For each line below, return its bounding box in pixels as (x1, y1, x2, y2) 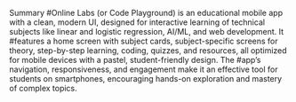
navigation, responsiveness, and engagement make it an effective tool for (9, 64, 278, 75)
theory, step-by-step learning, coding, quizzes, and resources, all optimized (9, 45, 287, 56)
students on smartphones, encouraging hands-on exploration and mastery (9, 74, 283, 83)
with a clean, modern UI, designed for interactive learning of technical (9, 17, 265, 27)
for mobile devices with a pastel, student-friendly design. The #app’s (9, 55, 261, 65)
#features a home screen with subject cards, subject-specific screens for (9, 35, 278, 46)
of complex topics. (9, 83, 77, 93)
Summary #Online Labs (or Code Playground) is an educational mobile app (9, 8, 283, 18)
